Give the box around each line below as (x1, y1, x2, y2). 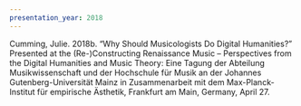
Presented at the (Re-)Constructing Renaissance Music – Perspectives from (9, 47, 292, 59)
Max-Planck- (226, 76, 275, 87)
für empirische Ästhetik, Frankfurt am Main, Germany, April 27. (36, 86, 270, 97)
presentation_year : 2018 (9, 13, 103, 23)
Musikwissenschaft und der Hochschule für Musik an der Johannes (9, 67, 262, 78)
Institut (9, 86, 35, 97)
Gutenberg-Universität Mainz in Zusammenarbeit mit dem (9, 76, 225, 87)
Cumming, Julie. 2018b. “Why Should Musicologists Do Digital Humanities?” (9, 38, 293, 49)
